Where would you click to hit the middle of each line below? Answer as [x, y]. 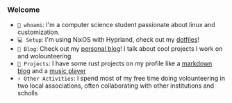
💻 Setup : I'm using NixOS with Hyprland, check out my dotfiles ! [108, 40]
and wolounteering [44, 56]
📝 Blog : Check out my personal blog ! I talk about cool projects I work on [120, 49]
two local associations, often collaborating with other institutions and [116, 86]
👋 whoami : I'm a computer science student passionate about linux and [116, 25]
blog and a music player [52, 71]
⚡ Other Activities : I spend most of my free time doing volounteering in [121, 79]
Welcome [24, 10]
